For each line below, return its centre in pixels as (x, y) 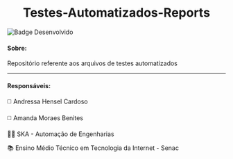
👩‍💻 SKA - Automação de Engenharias (61, 134)
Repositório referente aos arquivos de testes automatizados (93, 63)
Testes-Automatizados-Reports (116, 13)
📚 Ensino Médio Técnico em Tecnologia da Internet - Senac (93, 148)
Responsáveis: (29, 85)
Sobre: (17, 48)
